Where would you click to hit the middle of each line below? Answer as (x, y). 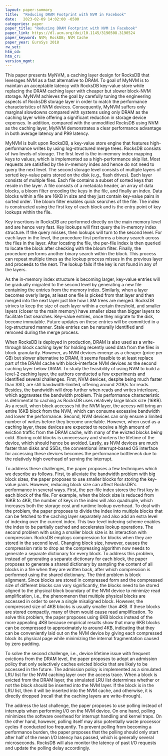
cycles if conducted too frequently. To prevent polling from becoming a (78, 727)
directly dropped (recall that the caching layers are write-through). (73, 696)
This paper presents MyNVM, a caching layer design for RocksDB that (77, 75)
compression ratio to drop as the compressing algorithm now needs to (77, 548)
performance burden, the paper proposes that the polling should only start (82, 732)
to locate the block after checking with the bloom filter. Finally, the (73, 248)
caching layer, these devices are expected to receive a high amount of (77, 427)
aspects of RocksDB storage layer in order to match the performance (76, 102)
